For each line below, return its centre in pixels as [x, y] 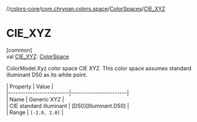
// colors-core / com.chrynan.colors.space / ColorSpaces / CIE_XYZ [86, 9]
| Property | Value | [30, 86]
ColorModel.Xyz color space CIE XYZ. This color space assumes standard [99, 68]
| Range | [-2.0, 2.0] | [35, 112]
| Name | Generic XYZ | [35, 99]
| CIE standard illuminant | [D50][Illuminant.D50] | [68, 106]
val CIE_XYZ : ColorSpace [38, 56]
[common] [19, 50]
